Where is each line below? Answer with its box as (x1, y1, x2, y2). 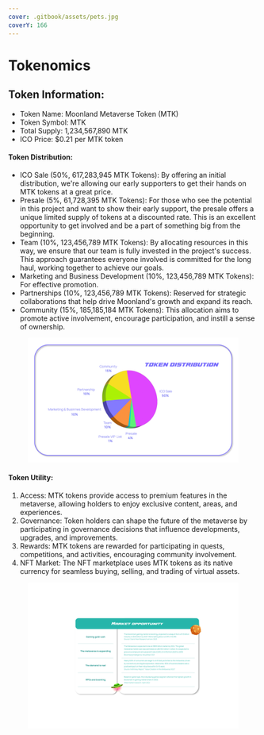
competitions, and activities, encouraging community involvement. (19, 549, 237, 559)
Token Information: (8, 88, 105, 102)
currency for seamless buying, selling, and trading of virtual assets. (19, 566, 240, 575)
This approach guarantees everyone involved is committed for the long (19, 254, 252, 264)
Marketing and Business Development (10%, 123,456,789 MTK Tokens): (19, 271, 254, 281)
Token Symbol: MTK (19, 117, 86, 127)
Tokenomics (8, 56, 91, 75)
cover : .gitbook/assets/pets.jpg (8, 13, 119, 21)
